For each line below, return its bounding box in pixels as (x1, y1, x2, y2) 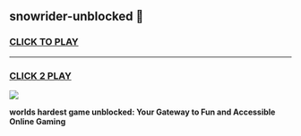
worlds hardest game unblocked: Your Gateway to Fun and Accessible (9, 106, 276, 117)
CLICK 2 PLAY (9, 69, 72, 81)
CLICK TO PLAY (9, 36, 79, 48)
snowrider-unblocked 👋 (9, 9, 144, 24)
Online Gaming (9, 115, 66, 126)
